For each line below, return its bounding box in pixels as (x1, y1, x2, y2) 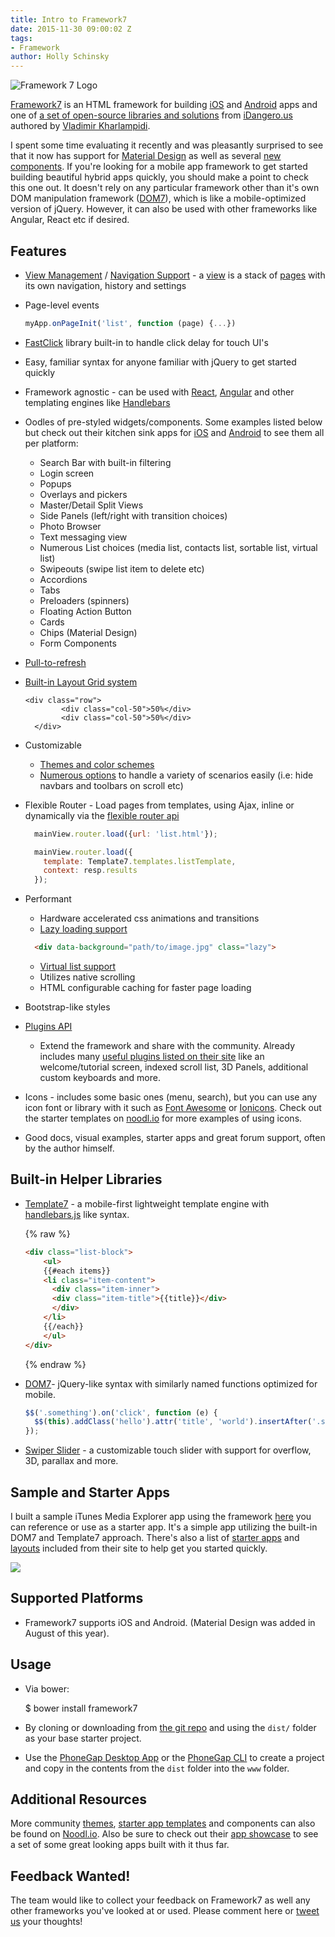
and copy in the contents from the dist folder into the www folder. (24, 1762, 290, 1774)
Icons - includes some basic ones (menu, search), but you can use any (24, 1091, 318, 1103)
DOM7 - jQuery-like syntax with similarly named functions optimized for (24, 1377, 318, 1390)
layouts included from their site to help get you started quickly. (10, 1542, 268, 1554)
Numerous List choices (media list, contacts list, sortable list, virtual (39, 541, 318, 553)
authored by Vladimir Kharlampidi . (10, 120, 151, 132)
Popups (39, 477, 72, 490)
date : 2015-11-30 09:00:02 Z (10, 24, 132, 34)
